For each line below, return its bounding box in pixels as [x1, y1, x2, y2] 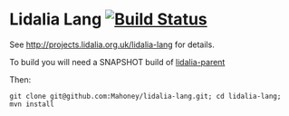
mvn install [9, 100, 54, 109]
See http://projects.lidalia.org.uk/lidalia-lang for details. [9, 39, 215, 50]
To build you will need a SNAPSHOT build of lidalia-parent [9, 56, 226, 67]
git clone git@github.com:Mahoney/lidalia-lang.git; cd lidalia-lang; [9, 92, 282, 101]
